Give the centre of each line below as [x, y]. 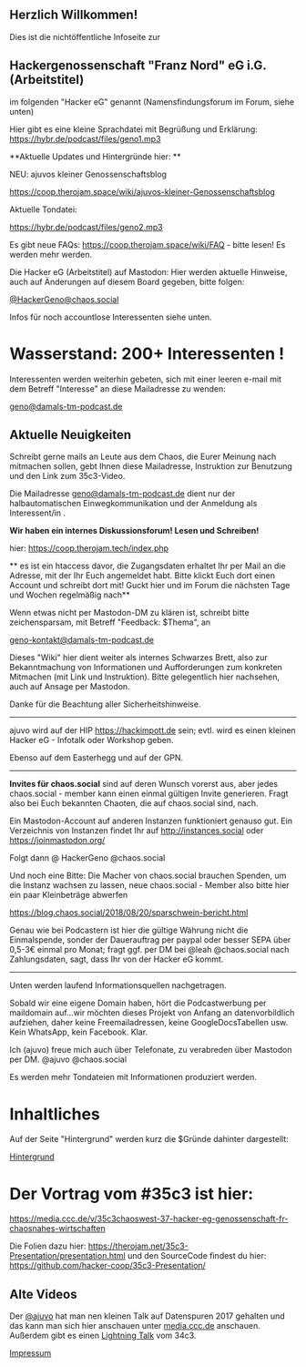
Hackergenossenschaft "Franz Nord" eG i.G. [138, 66]
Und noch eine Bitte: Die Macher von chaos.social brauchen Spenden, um [148, 876]
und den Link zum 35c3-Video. [67, 476]
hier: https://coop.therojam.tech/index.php [89, 548]
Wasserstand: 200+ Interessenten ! [147, 353]
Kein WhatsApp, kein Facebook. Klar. [79, 1032]
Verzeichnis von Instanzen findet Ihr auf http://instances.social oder [137, 831]
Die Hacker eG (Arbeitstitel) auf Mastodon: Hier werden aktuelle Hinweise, [148, 271]
